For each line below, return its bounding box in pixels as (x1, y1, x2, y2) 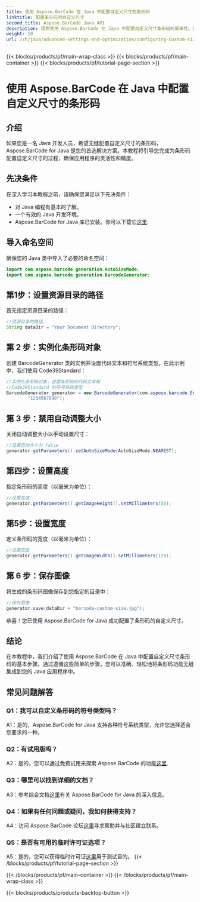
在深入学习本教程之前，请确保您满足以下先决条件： (6, 191, 132, 198)
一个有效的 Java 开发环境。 (14, 210, 82, 218)
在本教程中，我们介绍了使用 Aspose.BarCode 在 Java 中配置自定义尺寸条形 (6, 653, 190, 660)
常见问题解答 (6, 687, 54, 697)
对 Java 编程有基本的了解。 (14, 203, 82, 210)
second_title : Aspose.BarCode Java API (6, 20, 105, 26)
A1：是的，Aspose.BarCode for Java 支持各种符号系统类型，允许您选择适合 (6, 721, 191, 728)
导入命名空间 (6, 237, 54, 248)
